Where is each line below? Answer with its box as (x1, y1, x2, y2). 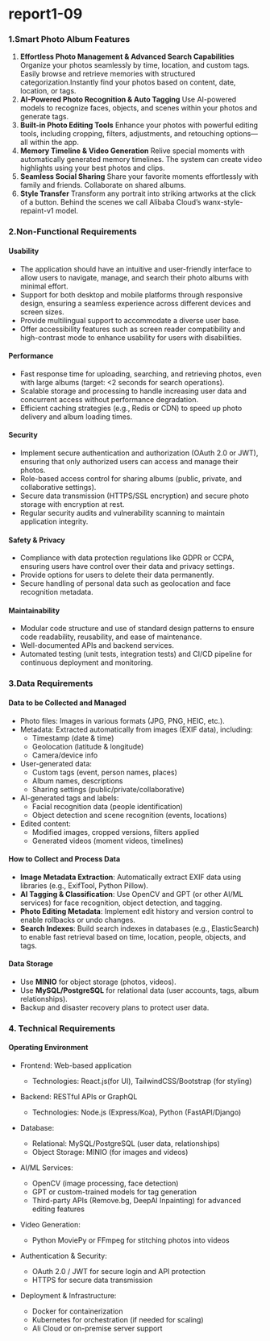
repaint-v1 (19, 206, 54, 216)
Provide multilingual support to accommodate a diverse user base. (19, 315, 241, 325)
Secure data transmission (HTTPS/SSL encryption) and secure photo (19, 491, 250, 500)
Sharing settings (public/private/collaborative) (31, 784, 185, 794)
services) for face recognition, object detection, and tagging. (19, 898, 223, 907)
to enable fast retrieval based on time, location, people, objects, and (19, 932, 247, 941)
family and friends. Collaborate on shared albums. (19, 181, 187, 190)
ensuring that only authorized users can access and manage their (19, 457, 239, 467)
